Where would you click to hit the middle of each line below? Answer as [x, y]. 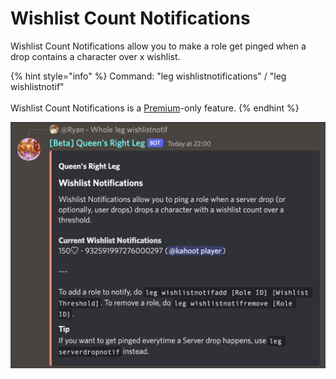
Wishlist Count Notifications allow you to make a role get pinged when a [158, 46]
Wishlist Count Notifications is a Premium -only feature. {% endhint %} [155, 108]
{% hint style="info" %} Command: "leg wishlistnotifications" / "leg [148, 76]
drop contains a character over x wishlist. [95, 56]
